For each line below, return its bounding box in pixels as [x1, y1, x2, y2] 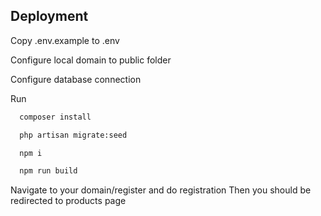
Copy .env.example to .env [10, 34, 120, 46]
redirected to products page [10, 195, 127, 207]
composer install [19, 112, 92, 122]
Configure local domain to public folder [10, 54, 172, 66]
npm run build [19, 166, 78, 176]
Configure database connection [10, 73, 142, 85]
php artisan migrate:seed [19, 130, 128, 140]
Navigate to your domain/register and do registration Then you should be [10, 184, 312, 196]
